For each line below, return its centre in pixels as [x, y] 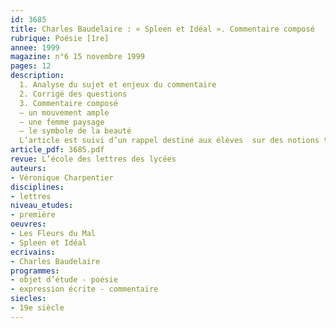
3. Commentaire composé [68, 103]
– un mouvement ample [64, 112]
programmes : [35, 271]
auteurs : [28, 168]
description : [37, 76]
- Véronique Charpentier [62, 177]
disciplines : [37, 187]
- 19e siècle [37, 308]
